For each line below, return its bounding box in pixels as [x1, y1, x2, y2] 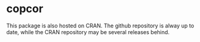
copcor [6, 2, 44, 16]
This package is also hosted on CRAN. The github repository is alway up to [6, 22, 195, 29]
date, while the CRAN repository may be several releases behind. [6, 28, 170, 35]
